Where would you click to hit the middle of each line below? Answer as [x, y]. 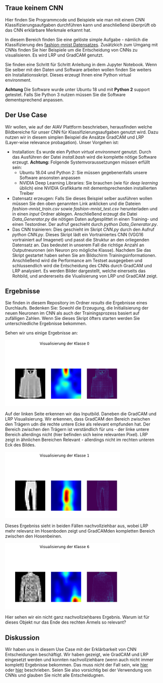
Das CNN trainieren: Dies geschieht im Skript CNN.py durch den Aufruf [83, 229]
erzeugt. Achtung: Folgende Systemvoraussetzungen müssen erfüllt [81, 162]
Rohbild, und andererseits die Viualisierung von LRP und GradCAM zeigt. [85, 276]
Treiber [27, 193]
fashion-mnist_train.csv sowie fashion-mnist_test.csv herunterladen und [85, 208]
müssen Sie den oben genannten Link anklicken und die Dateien [76, 203]
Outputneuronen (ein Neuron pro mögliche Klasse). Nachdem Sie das [81, 250]
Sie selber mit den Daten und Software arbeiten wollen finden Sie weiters [78, 70]
